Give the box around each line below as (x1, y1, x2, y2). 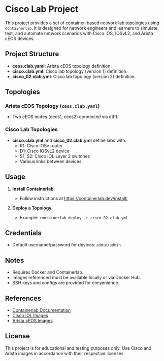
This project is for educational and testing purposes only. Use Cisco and (5, 345, 152, 351)
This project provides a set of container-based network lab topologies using (5, 20, 159, 26)
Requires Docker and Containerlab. (12, 269, 84, 275)
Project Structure (5, 50, 59, 58)
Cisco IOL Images (12, 312, 48, 318)
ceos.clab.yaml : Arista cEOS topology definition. (12, 63, 112, 69)
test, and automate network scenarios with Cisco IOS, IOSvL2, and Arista (5, 30, 154, 36)
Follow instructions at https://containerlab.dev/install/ (19, 195, 128, 201)
